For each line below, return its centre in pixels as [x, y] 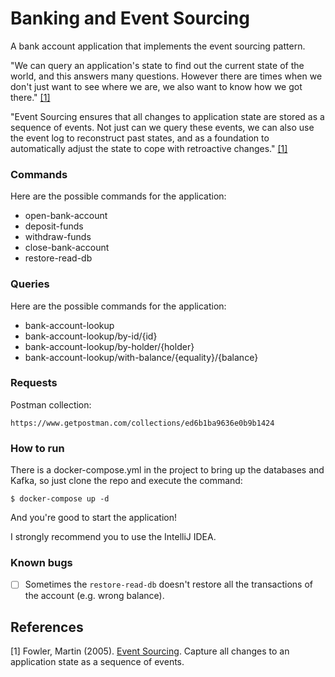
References [47, 627]
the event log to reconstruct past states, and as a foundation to [140, 138]
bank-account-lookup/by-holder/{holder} [109, 346]
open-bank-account [66, 216]
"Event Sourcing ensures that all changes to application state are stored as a [167, 116]
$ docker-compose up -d [60, 499]
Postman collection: [51, 404]
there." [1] [30, 97]
